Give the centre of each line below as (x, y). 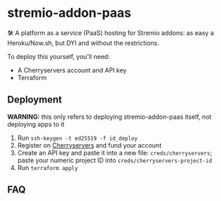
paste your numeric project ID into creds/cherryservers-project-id (115, 160)
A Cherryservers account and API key (72, 70)
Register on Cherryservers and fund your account (89, 145)
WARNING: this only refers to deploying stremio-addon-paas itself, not (109, 117)
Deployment (35, 100)
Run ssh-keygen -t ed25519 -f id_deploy (78, 138)
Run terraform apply (48, 167)
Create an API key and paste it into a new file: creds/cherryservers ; (115, 153)
